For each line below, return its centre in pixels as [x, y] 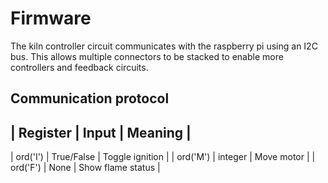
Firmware [51, 18]
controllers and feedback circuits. [79, 67]
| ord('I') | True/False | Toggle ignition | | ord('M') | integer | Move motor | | [163, 157]
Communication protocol [90, 98]
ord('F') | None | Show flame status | [85, 168]
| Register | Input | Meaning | [101, 132]
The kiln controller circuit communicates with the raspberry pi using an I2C [164, 46]
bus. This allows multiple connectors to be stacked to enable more [147, 56]
